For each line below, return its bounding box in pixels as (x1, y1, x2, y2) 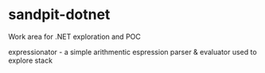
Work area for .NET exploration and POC (8, 32, 141, 41)
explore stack (8, 56, 53, 65)
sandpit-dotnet (8, 6, 111, 24)
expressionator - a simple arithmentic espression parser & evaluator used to (8, 47, 257, 56)
